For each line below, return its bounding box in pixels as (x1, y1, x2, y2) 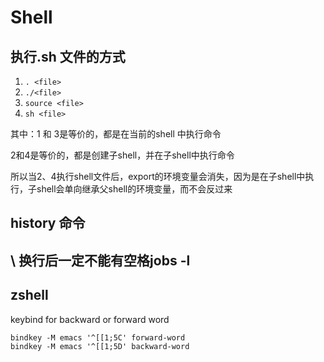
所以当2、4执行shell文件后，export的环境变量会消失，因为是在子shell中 (10, 171, 306, 182)
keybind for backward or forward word (10, 313, 170, 325)
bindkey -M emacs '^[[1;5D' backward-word (10, 341, 190, 351)
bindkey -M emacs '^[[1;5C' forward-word (10, 332, 186, 343)
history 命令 (10, 215, 86, 232)
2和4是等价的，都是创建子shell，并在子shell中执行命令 (10, 149, 235, 161)
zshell (10, 287, 49, 304)
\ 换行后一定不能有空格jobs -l (10, 252, 191, 269)
